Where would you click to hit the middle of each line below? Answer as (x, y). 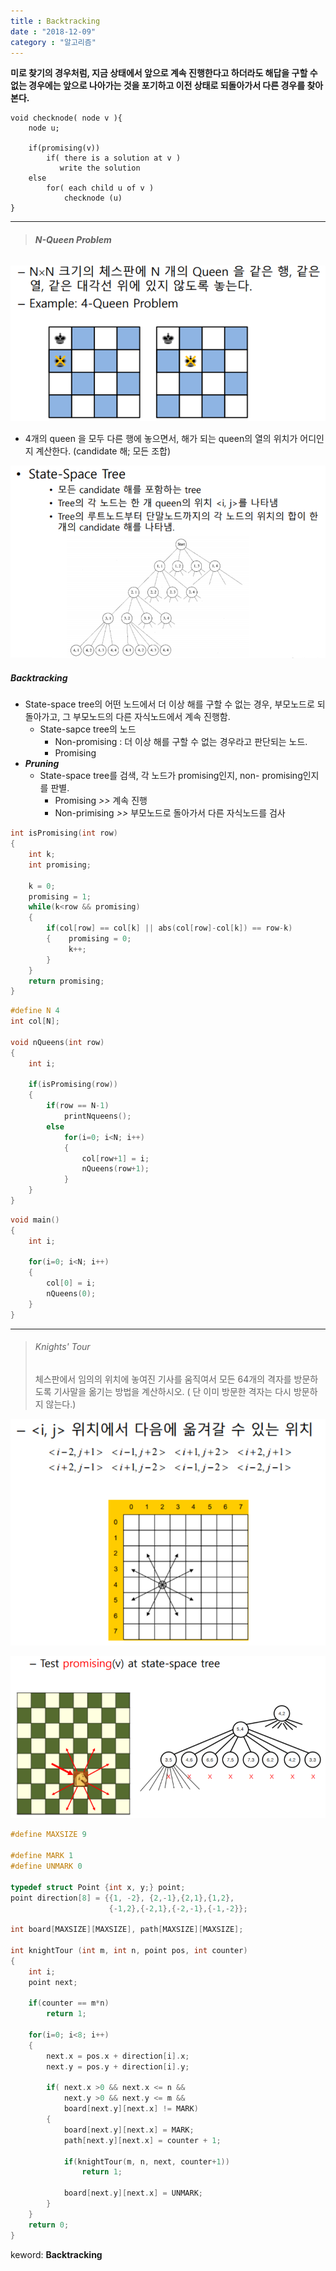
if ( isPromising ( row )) (73, 1085)
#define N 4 (35, 1011)
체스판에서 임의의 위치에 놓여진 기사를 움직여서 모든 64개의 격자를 (163, 1379)
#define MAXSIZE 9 (48, 1835)
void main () (35, 1220)
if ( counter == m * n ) (69, 2003)
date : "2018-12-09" (53, 31)
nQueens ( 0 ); (71, 1294)
